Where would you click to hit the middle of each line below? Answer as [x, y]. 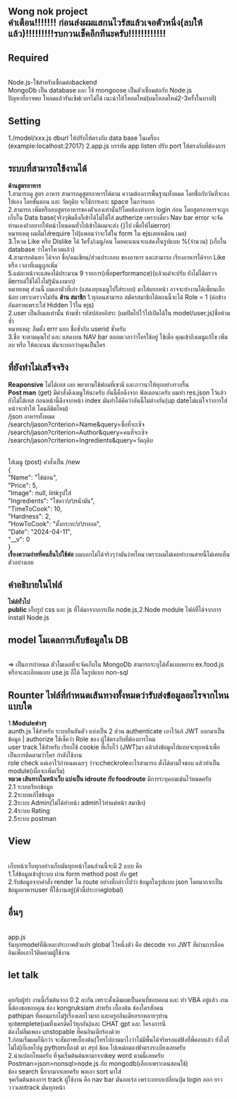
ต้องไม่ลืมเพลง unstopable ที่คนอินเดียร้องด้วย [64, 1031]
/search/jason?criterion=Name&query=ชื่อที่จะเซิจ [77, 424]
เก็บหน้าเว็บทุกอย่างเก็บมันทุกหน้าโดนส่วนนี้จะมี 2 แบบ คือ [75, 866]
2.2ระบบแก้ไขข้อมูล [31, 795]
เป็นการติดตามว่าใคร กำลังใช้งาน [45, 755]
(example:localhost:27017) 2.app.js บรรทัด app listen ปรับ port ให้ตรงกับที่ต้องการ [117, 146]
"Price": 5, [23, 485]
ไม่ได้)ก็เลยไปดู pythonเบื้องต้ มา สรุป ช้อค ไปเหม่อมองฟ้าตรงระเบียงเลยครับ [97, 1047]
